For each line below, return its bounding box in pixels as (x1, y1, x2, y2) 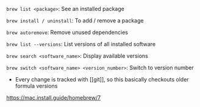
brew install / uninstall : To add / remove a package (6, 17, 144, 24)
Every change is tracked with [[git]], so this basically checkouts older (15, 76, 189, 83)
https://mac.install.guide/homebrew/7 (6, 94, 101, 101)
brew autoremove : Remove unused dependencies (6, 29, 128, 36)
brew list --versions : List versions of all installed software (6, 41, 156, 47)
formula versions (15, 82, 58, 89)
